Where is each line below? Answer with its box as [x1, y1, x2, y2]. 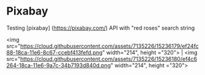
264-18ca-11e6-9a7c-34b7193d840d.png [6, 62, 111, 69]
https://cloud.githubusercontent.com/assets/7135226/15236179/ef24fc [20, 42, 199, 50]
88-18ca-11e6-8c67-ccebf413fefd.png [6, 48, 103, 56]
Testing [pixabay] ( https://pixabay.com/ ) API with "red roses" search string [6, 24, 195, 31]
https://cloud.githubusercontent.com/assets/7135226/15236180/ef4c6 [20, 55, 198, 62]
